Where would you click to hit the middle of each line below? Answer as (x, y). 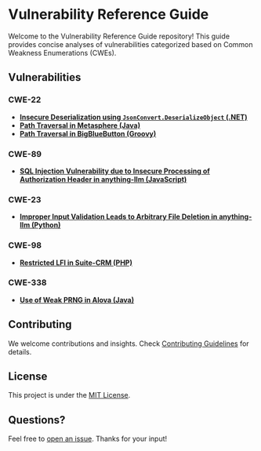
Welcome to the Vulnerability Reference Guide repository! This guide (119, 36)
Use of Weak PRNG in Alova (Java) (77, 300)
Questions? (37, 420)
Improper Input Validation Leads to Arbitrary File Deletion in (118, 216)
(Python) (46, 225)
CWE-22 (25, 100)
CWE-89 (25, 154)
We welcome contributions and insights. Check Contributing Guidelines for (129, 344)
